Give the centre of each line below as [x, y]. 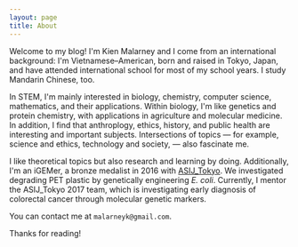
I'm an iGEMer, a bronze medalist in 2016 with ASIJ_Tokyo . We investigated [146, 171]
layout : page [33, 17]
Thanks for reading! [45, 233]
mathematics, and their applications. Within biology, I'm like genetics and [143, 106]
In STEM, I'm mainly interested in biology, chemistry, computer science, [141, 96]
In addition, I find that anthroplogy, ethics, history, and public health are [140, 124]
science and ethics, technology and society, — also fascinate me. [129, 144]
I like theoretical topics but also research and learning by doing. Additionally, [149, 161]
